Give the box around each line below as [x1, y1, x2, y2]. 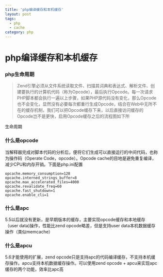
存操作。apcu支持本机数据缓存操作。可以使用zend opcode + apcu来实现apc [5, 260, 158, 266]
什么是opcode [5, 137, 39, 144]
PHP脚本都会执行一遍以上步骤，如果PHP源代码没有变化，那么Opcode [16, 95, 157, 101]
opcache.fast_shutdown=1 [5, 188, 55, 193]
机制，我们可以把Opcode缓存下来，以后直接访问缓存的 [33, 107, 144, 113]
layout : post [5, 12, 32, 17]
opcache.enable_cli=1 [5, 192, 49, 198]
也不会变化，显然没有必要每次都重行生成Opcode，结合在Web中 [16, 101, 145, 107]
